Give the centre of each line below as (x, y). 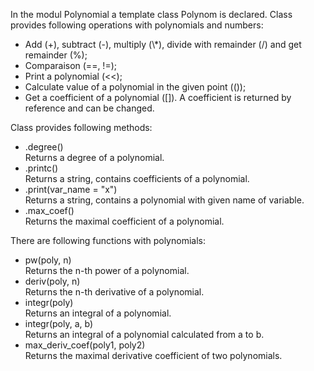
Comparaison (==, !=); (70, 65)
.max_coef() (49, 210)
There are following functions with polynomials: (108, 240)
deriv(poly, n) (52, 281)
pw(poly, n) (48, 260)
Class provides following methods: (81, 127)
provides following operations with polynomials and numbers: (137, 25)
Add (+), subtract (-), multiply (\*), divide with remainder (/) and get (163, 44)
